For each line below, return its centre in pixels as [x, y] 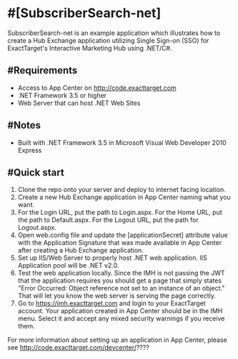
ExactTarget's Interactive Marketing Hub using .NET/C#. [90, 48]
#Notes [24, 125]
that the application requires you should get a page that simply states [120, 280]
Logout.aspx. [37, 228]
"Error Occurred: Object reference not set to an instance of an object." [121, 288]
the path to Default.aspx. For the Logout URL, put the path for [108, 220]
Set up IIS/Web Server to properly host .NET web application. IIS [112, 258]
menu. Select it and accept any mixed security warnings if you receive [121, 318]
